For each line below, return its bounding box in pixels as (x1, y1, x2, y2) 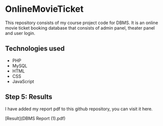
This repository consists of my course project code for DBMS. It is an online (5, 20, 159, 26)
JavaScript (12, 78, 34, 84)
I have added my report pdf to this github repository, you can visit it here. (5, 106, 153, 112)
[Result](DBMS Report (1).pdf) (5, 115, 66, 121)
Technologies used (5, 44, 65, 53)
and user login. (5, 30, 35, 36)
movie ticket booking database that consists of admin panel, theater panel (5, 25, 155, 31)
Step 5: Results (5, 93, 53, 101)
